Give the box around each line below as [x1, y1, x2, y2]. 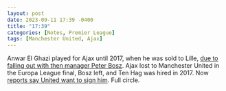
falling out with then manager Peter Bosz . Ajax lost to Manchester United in [7, 62, 220, 70]
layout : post [7, 10, 45, 17]
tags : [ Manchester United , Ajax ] [7, 36, 103, 42]
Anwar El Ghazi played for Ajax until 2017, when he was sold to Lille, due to [7, 54, 218, 62]
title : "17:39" [7, 23, 51, 29]
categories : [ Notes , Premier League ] [7, 29, 115, 36]
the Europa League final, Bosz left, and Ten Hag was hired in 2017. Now [7, 69, 209, 77]
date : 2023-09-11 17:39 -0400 [7, 16, 94, 23]
